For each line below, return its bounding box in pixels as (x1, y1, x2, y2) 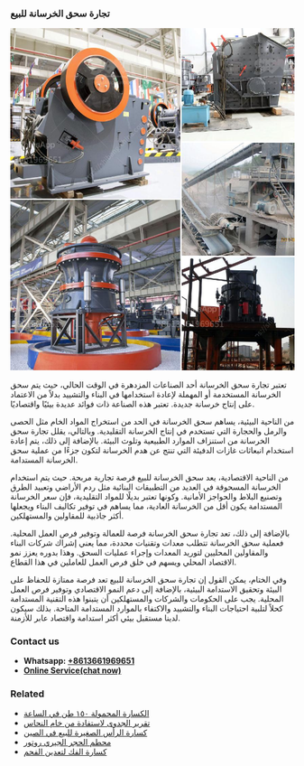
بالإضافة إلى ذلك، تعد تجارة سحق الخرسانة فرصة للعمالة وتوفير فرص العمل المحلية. (10, 528, 290, 538)
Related (10, 687, 45, 700)
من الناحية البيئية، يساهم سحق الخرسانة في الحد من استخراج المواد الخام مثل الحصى (10, 416, 295, 426)
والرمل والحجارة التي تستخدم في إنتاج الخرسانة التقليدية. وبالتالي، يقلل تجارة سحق (10, 425, 288, 436)
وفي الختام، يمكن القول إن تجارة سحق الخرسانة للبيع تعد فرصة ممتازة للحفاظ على (10, 574, 288, 584)
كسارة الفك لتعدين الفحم (23, 746, 107, 757)
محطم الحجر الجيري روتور (23, 737, 112, 748)
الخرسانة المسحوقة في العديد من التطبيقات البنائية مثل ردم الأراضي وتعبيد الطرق (10, 481, 281, 492)
